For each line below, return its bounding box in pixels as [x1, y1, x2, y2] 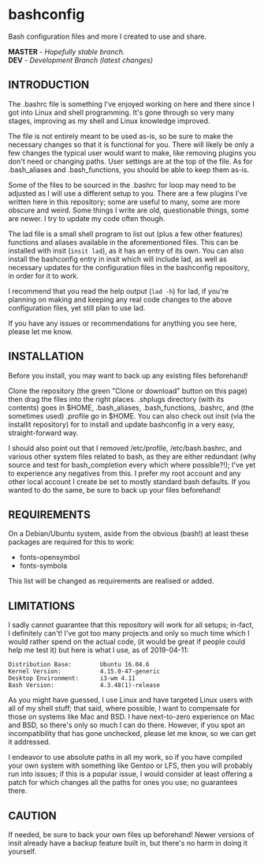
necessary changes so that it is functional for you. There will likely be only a [8, 140, 255, 149]
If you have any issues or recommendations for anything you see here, [8, 318, 237, 328]
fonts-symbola [19, 561, 68, 570]
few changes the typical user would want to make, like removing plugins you [8, 148, 256, 157]
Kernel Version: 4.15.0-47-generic [8, 667, 160, 676]
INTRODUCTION [8, 78, 90, 92]
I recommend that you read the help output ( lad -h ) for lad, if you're [8, 286, 229, 295]
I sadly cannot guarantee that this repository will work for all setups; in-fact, [8, 620, 255, 629]
